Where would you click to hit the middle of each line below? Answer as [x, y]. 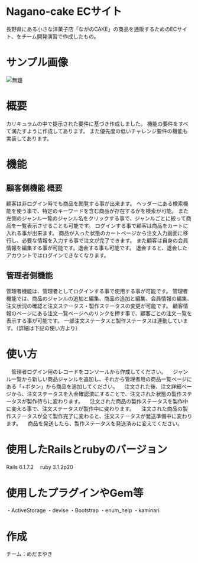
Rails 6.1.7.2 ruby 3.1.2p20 [40, 467]
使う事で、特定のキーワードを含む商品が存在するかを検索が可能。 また [103, 211]
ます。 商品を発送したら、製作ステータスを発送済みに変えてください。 [95, 423]
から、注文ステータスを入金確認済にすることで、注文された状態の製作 [96, 394]
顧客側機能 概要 [34, 188]
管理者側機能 [30, 276]
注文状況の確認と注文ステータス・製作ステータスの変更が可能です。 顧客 [95, 306]
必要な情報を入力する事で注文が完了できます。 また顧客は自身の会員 [105, 240]
